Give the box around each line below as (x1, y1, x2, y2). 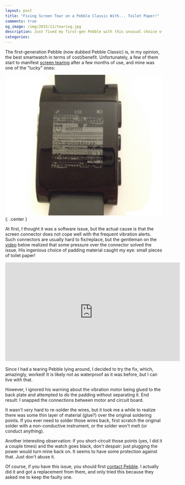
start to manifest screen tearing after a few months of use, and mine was (5, 60, 155, 65)
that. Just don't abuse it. (5, 454, 55, 460)
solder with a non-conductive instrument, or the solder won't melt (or (5, 423, 147, 429)
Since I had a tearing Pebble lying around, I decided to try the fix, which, (5, 366, 154, 372)
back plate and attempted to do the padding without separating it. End (5, 392, 149, 398)
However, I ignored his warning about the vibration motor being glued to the (5, 386, 161, 393)
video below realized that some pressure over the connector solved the (5, 242, 152, 248)
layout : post (5, 8, 32, 13)
